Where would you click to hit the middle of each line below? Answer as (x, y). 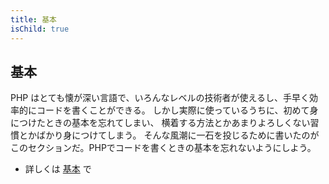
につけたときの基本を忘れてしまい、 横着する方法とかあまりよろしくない (160, 123)
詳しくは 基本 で (58, 169)
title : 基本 (33, 19)
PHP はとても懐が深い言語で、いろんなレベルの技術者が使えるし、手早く (160, 98)
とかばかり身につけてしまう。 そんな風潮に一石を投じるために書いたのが (169, 135)
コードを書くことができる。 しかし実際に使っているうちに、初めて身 (177, 110)
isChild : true (40, 29)
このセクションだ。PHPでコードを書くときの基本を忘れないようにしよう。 (163, 148)
